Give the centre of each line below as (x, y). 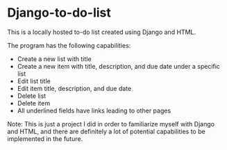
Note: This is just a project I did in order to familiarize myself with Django (111, 124)
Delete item (34, 103)
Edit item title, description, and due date (74, 88)
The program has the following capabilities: (69, 45)
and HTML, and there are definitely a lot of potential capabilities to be (107, 131)
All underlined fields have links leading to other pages (94, 110)
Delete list (32, 96)
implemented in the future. (45, 139)
